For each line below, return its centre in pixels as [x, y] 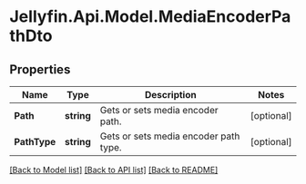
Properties [40, 69]
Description [171, 95]
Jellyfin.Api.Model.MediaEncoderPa [150, 17]
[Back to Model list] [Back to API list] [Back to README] [114, 170]
